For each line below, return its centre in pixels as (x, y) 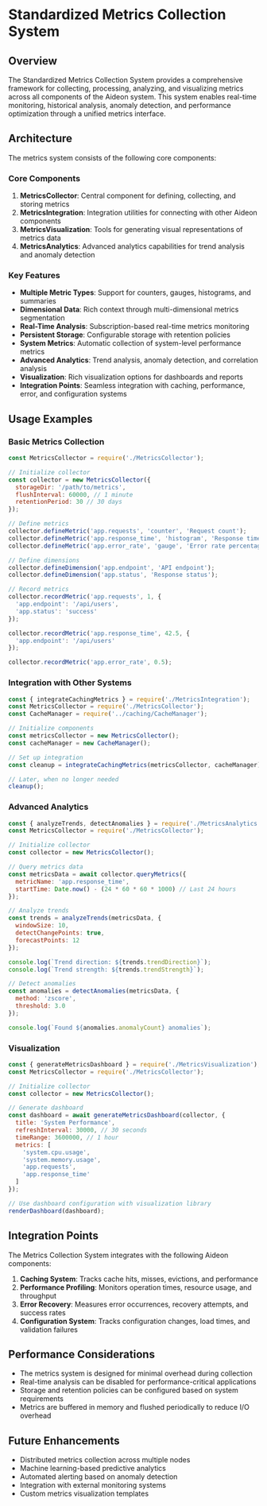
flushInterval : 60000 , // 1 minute (74, 494)
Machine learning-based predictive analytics (93, 1469)
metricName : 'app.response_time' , (72, 881)
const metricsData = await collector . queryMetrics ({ (97, 874)
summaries (38, 301)
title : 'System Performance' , (65, 1123)
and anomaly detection (57, 255)
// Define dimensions (44, 560)
